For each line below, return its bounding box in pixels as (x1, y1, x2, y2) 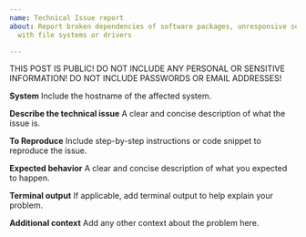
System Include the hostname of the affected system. (9, 90, 212, 101)
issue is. (9, 118, 41, 129)
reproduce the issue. (9, 145, 87, 156)
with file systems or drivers (17, 30, 132, 39)
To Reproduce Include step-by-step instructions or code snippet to (9, 136, 261, 147)
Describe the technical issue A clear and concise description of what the (9, 108, 286, 119)
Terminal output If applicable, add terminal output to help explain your (9, 191, 274, 201)
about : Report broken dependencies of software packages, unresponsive (9, 22, 287, 31)
